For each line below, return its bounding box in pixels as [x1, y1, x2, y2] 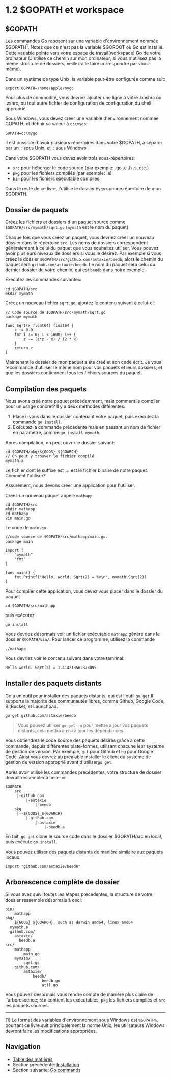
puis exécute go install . [5, 839, 58, 845]
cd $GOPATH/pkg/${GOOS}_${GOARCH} [5, 449, 79, 455]
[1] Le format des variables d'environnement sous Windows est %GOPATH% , [5, 1017, 159, 1023]
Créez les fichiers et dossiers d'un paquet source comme [5, 219, 126, 225]
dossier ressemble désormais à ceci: [5, 896, 82, 903]
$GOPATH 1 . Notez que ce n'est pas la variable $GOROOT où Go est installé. [5, 43, 164, 50]
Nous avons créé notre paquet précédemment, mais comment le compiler [5, 398, 160, 404]
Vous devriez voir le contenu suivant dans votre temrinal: [5, 655, 125, 661]
